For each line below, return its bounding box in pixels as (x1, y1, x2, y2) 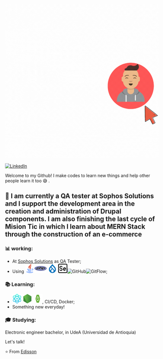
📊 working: (5, 245, 33, 252)
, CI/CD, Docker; (42, 298, 75, 305)
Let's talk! (5, 339, 25, 345)
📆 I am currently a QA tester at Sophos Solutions (5, 192, 154, 200)
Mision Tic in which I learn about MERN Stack (5, 222, 145, 231)
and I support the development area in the (5, 200, 135, 208)
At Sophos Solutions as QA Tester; (12, 258, 81, 264)
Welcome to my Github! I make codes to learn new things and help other (5, 173, 150, 178)
